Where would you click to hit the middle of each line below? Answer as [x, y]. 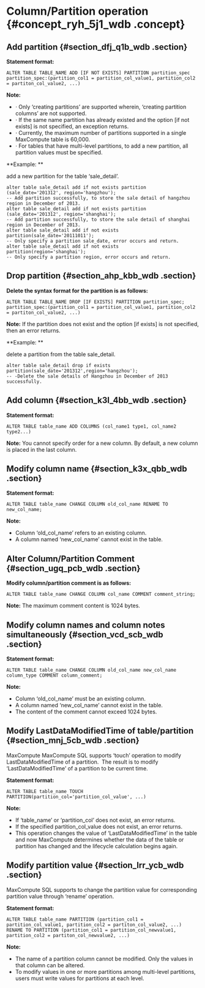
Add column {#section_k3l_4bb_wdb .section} [97, 401]
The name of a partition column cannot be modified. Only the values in [104, 959]
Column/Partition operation [77, 11]
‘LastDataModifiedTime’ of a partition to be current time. [77, 768]
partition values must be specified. [59, 152]
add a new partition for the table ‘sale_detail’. [63, 176]
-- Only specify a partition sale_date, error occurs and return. [93, 241]
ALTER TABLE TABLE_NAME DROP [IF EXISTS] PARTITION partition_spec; [95, 302]
